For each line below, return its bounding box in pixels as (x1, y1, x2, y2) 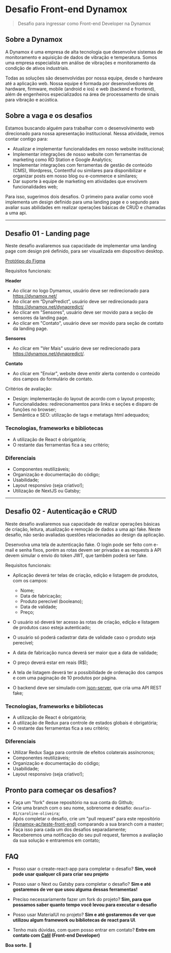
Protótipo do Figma (5, 258, 46, 264)
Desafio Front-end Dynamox (5, 4, 128, 15)
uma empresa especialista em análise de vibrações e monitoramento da (5, 60, 156, 66)
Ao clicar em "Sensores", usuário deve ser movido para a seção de (12, 310, 154, 316)
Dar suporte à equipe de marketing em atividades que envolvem (12, 178, 148, 184)
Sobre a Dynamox (5, 35, 63, 44)
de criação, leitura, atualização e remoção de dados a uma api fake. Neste (5, 526, 161, 532)
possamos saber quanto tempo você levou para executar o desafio (12, 902, 157, 908)
